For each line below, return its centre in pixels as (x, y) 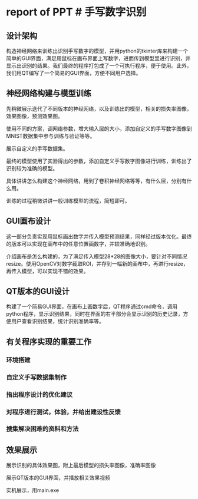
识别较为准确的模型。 (32, 168)
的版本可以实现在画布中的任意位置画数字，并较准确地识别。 (78, 244)
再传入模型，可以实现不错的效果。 (47, 271)
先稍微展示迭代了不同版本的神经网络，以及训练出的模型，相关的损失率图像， (99, 108)
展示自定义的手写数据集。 (37, 148)
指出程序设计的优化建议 (39, 394)
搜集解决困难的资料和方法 (42, 429)
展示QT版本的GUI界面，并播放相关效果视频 (58, 478)
